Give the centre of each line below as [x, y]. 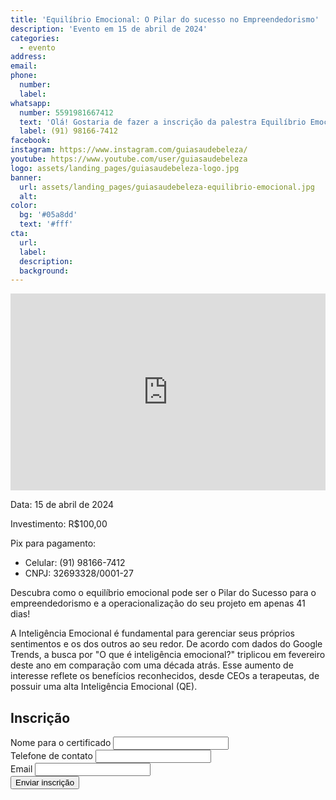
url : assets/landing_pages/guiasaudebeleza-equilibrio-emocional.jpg [167, 187]
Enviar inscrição [45, 782]
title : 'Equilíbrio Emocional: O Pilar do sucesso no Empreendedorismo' [165, 19]
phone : [24, 76]
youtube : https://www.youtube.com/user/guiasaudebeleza [129, 159]
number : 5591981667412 [66, 112]
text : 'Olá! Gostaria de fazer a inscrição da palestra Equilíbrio [163, 122]
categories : [35, 38]
